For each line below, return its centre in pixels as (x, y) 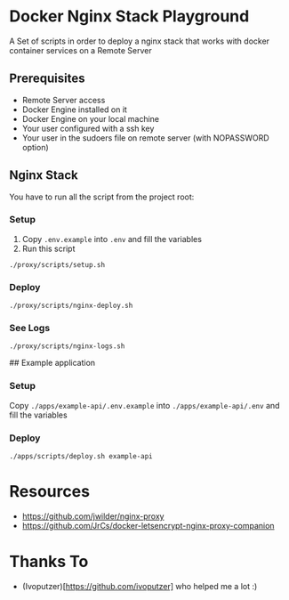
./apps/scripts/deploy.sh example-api (81, 457)
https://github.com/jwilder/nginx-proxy (93, 516)
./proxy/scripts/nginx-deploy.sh (71, 306)
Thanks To (49, 562)
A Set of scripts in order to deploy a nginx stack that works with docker (139, 41)
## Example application (52, 363)
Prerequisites (47, 79)
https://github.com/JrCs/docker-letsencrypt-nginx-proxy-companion (148, 525)
